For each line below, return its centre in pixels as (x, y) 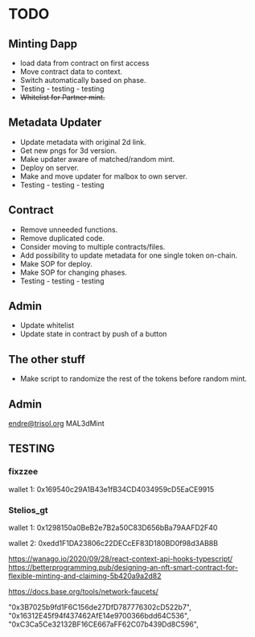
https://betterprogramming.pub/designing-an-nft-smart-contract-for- (123, 568)
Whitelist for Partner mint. (62, 97)
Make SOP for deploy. (56, 263)
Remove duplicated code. (62, 238)
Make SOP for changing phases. (73, 272)
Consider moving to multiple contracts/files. (93, 246)
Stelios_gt (28, 510)
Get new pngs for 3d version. (68, 151)
